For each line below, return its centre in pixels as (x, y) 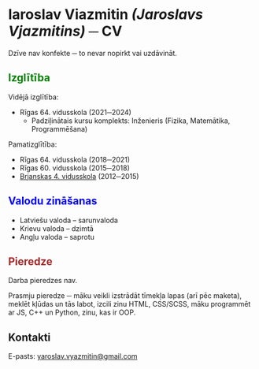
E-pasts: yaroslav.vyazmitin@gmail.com (73, 356)
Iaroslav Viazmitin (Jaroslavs (105, 15)
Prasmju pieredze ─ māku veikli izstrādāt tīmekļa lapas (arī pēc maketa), (125, 296)
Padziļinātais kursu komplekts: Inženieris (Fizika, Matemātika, (131, 121)
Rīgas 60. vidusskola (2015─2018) (74, 168)
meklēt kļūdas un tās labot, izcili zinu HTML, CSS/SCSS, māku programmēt (129, 304)
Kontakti (30, 337)
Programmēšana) (59, 129)
